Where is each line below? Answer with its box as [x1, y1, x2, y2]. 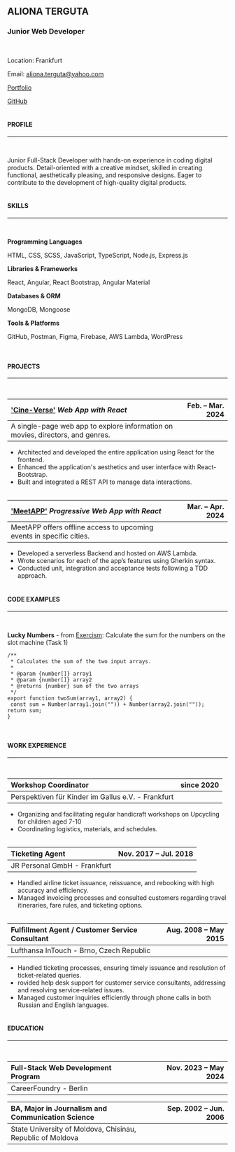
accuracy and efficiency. [17, 886, 89, 894]
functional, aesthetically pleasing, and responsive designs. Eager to [7, 171, 202, 179]
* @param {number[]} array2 [10, 676, 92, 683]
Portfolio [7, 83, 32, 92]
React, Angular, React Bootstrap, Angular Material [7, 278, 150, 286]
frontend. [17, 455, 45, 464]
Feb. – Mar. [187, 401, 225, 410]
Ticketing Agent [10, 849, 66, 859]
